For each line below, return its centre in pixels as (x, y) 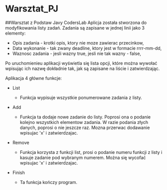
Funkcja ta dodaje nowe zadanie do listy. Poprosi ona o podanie (85, 117)
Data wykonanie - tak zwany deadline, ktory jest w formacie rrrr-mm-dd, (87, 48)
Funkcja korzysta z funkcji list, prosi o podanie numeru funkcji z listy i (91, 152)
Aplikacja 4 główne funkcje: (34, 78)
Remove (21, 142)
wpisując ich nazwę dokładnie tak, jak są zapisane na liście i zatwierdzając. (83, 68)
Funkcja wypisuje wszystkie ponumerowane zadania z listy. (81, 97)
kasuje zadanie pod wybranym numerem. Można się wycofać (83, 157)
